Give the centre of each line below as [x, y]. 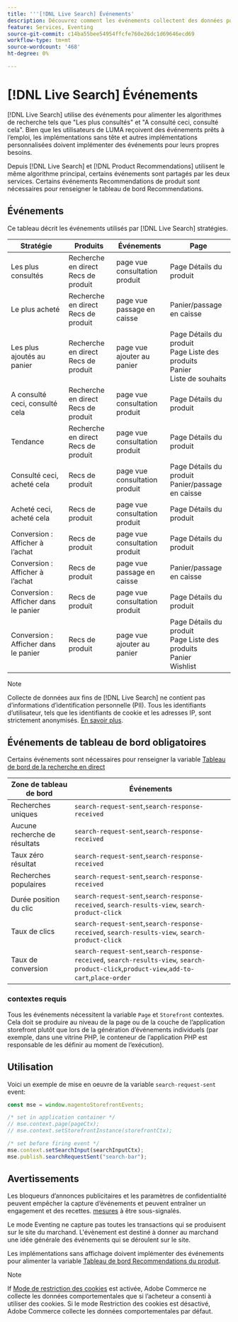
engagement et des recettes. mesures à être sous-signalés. [95, 1211]
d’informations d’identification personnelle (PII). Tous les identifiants [107, 705]
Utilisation [30, 1067]
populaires [28, 884]
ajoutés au [28, 356]
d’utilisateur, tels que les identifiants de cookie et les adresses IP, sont [109, 713]
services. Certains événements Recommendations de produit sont [104, 181]
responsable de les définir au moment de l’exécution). [86, 1044]
